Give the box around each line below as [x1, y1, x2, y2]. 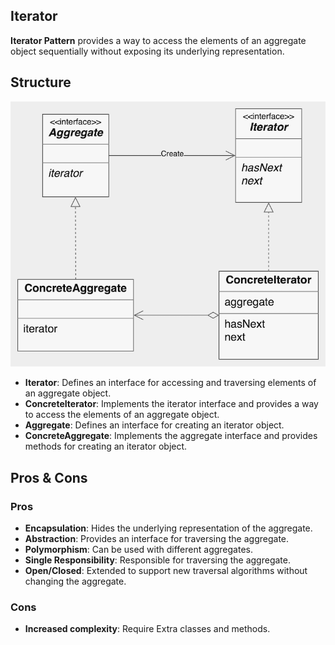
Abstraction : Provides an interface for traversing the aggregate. [24, 532, 290, 544]
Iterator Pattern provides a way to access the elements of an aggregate [10, 34, 307, 46]
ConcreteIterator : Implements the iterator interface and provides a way [24, 398, 319, 410]
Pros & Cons [10, 469, 88, 486]
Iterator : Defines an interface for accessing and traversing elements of [24, 377, 317, 389]
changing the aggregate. [24, 575, 127, 587]
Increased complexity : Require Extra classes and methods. [24, 623, 271, 635]
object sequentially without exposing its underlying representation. [10, 45, 285, 57]
